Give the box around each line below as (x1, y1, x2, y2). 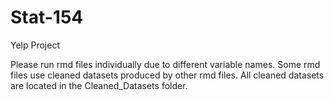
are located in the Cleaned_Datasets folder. (10, 79, 188, 91)
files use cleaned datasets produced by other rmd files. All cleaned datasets (10, 69, 325, 81)
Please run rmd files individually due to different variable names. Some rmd (10, 58, 321, 70)
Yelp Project (10, 39, 60, 51)
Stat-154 (10, 6, 84, 29)
